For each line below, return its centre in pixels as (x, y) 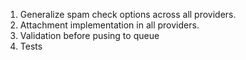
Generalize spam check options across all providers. (128, 14)
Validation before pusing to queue (89, 35)
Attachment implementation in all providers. (109, 25)
